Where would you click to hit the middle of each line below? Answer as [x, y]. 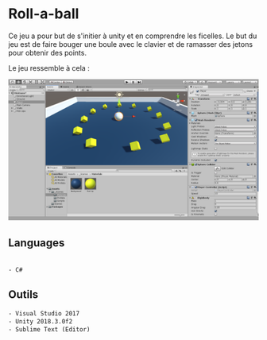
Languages [37, 243]
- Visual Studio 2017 [44, 314]
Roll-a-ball [44, 14]
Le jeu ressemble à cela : [49, 68]
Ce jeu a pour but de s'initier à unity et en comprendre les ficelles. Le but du [133, 36]
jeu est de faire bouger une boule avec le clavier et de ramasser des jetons [130, 44]
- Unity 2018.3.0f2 [41, 322]
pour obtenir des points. [48, 52]
